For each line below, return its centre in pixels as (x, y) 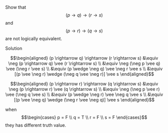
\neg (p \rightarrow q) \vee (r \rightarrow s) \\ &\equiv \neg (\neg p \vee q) (84, 63)
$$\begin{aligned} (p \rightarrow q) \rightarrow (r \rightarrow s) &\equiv (84, 58)
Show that (16, 7)
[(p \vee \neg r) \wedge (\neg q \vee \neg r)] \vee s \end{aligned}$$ (84, 74)
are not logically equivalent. (34, 39)
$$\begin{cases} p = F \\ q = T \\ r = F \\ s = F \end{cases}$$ (84, 117)
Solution (14, 48)
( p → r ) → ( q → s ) (84, 31)
